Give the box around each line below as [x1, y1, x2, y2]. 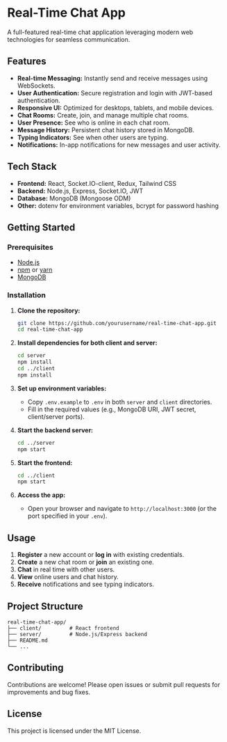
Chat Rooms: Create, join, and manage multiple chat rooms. [17, 111, 190, 119]
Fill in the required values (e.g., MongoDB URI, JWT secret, [27, 405, 196, 413]
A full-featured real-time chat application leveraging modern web [7, 28, 194, 36]
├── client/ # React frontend [7, 624, 119, 631]
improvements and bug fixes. [7, 688, 91, 696]
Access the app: [17, 491, 66, 499]
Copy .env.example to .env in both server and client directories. [27, 397, 212, 406]
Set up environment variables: [17, 384, 107, 393]
